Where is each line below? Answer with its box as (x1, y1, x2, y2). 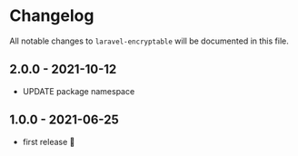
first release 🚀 (22, 136, 75, 147)
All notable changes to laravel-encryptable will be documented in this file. (9, 35, 289, 46)
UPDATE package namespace (22, 85, 135, 96)
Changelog (9, 5, 94, 26)
